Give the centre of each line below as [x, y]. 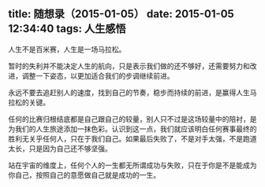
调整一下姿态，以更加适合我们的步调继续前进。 [98, 75]
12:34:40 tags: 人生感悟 [67, 29]
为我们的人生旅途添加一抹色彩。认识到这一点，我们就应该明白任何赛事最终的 [132, 129]
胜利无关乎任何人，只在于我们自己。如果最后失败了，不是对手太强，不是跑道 [132, 138]
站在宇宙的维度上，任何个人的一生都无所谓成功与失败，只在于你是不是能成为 [132, 165]
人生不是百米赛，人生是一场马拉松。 [67, 49]
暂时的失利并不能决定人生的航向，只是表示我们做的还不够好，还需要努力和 [129, 66]
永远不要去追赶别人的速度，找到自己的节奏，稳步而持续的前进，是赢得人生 [129, 92]
